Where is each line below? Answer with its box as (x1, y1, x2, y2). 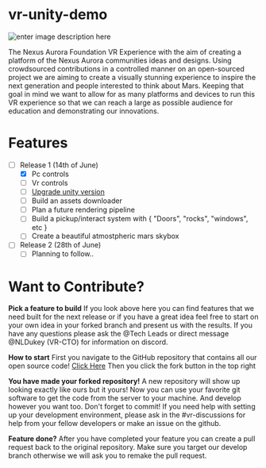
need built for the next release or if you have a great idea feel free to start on (8, 312, 259, 322)
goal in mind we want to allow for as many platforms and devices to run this (8, 89, 256, 98)
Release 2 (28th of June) (19, 240, 102, 250)
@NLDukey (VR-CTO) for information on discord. (8, 337, 168, 347)
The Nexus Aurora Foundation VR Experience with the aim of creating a (8, 47, 242, 56)
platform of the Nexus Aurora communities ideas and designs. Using (8, 56, 232, 65)
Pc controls (31, 169, 69, 178)
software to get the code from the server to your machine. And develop (8, 393, 242, 403)
